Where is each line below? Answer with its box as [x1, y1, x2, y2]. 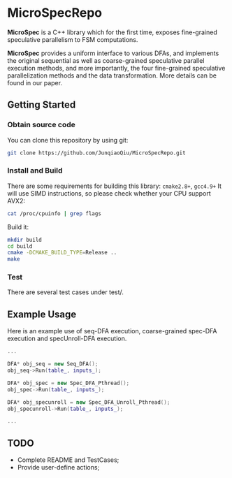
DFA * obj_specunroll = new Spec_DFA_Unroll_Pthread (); [7, 398, 171, 406]
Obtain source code [7, 120, 75, 130]
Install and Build [7, 166, 63, 175]
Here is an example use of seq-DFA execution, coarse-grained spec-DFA [7, 327, 217, 335]
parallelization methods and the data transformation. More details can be [7, 71, 217, 80]
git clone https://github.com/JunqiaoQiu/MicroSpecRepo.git [7, 149, 187, 157]
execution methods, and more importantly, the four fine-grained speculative [7, 64, 226, 72]
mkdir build [7, 236, 42, 243]
